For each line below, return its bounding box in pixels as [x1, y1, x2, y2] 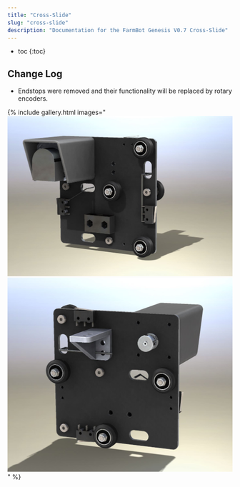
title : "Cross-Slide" [7, 11, 72, 19]
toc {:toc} [17, 47, 46, 56]
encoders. [17, 94, 49, 103]
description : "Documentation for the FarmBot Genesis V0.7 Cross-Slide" [7, 26, 229, 34]
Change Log [7, 68, 63, 80]
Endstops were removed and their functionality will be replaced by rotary [17, 86, 232, 96]
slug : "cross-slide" [7, 19, 69, 26]
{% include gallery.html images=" [7, 108, 106, 117]
